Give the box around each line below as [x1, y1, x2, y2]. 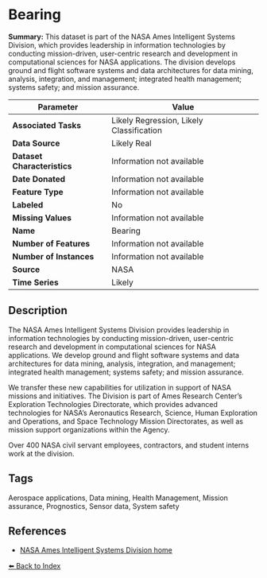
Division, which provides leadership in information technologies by [8, 40, 226, 49]
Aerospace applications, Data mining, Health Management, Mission [8, 493, 229, 502]
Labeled [12, 199, 44, 210]
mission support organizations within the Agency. [8, 425, 170, 434]
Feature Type [12, 186, 64, 197]
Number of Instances [12, 250, 95, 262]
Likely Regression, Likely [110, 114, 204, 126]
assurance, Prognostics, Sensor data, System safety [8, 501, 180, 510]
